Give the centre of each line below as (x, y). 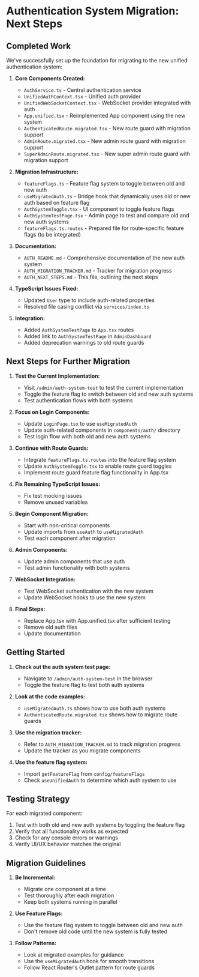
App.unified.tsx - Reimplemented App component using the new (105, 116)
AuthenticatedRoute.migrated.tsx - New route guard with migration (107, 128)
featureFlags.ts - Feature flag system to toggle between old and (104, 183)
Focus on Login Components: (52, 412)
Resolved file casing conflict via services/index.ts (87, 307)
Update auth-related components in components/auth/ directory (102, 430)
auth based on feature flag (57, 203)
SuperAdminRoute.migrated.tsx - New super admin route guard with (107, 154)
